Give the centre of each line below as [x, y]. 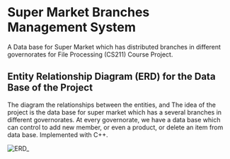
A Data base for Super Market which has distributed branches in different [114, 47]
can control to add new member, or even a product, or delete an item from [115, 127]
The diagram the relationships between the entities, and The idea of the [111, 105]
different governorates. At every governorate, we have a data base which [114, 119]
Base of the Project [50, 88]
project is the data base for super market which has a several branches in [114, 112]
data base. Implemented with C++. [58, 134]
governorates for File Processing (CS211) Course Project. [90, 54]
